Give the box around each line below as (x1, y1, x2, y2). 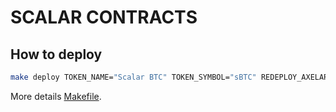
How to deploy (10, 46, 103, 63)
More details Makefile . (10, 90, 102, 102)
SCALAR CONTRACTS (10, 6, 198, 29)
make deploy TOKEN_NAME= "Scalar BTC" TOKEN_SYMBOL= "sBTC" (10, 72, 257, 82)
